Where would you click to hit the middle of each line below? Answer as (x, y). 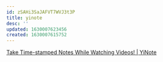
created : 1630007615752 (37, 35)
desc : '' (17, 23)
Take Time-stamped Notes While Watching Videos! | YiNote (81, 52)
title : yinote (25, 18)
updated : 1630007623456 (37, 29)
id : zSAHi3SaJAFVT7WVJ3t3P (41, 12)
